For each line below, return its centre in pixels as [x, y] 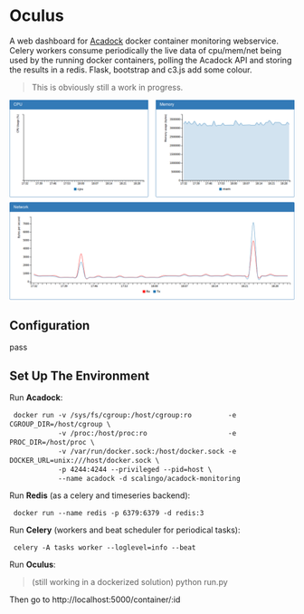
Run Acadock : [36, 397]
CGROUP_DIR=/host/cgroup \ [60, 424]
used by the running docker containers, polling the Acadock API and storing [151, 60]
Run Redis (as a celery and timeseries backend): [100, 495]
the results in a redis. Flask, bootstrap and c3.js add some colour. [131, 70]
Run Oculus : [33, 564]
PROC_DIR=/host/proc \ [52, 442]
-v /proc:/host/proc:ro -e [147, 433]
